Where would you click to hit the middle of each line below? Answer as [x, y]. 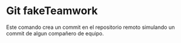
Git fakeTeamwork [52, 11]
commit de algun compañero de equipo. [55, 33]
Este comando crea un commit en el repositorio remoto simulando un [90, 27]
